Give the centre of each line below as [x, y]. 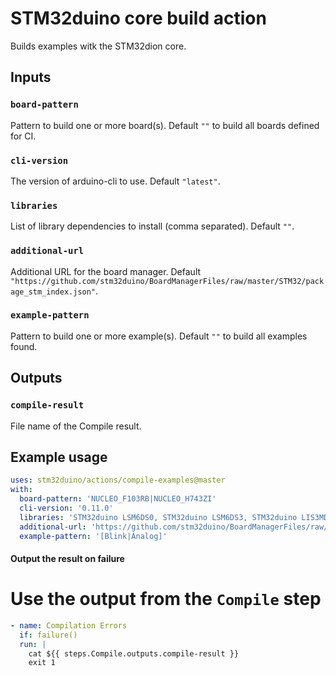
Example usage [59, 457]
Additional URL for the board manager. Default [106, 271]
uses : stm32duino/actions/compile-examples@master [118, 480]
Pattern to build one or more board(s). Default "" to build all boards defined [165, 125]
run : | [33, 644]
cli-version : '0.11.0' [66, 508]
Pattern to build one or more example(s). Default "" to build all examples [159, 336]
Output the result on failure [67, 559]
